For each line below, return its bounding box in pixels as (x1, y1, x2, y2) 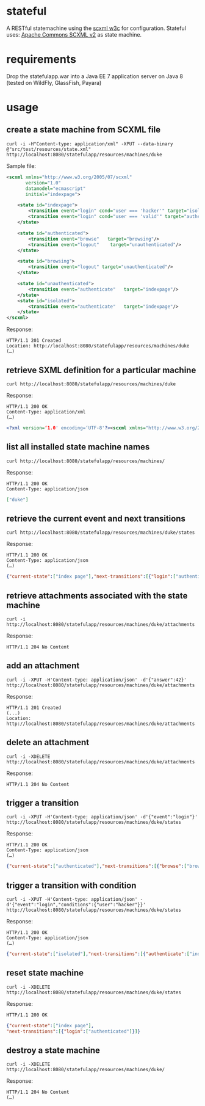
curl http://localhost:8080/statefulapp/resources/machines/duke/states (6, 529, 195, 536)
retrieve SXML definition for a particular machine (6, 365, 196, 375)
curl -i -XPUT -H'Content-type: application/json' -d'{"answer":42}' (6, 677, 187, 683)
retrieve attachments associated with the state (6, 591, 188, 601)
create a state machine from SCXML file (6, 125, 160, 135)
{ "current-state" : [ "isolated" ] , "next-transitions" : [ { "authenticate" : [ (6, 951, 190, 957)
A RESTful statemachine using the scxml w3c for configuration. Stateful (6, 24, 186, 32)
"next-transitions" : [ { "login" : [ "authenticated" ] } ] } (6, 1028, 140, 1035)
